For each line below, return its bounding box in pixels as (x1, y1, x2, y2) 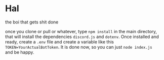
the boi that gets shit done (5, 19, 58, 25)
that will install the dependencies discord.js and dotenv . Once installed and (5, 34, 159, 40)
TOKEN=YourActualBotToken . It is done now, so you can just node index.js (5, 44, 152, 50)
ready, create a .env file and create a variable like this (5, 39, 114, 44)
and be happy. (5, 49, 35, 55)
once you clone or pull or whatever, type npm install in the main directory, (5, 28, 157, 34)
